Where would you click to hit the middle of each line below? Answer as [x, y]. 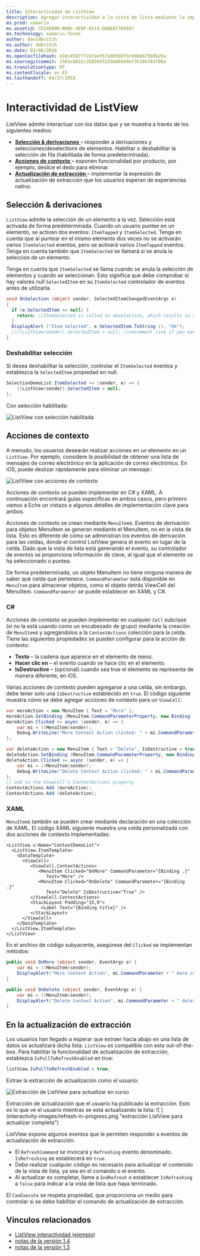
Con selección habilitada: [37, 405]
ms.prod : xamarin [28, 23]
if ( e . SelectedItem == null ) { [50, 310]
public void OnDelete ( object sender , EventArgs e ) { [74, 990]
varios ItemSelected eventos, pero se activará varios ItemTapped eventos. [96, 244]
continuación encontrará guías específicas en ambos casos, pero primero [97, 499]
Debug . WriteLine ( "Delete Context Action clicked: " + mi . [90, 771]
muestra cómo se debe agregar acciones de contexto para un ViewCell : [94, 699]
